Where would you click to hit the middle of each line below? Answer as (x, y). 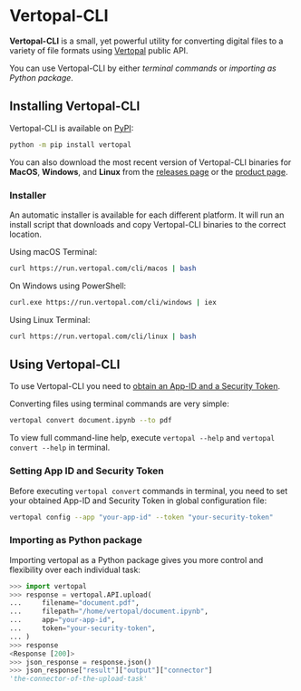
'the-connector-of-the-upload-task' (78, 679)
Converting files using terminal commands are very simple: (119, 404)
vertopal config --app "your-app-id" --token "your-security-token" (141, 517)
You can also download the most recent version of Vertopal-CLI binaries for (150, 162)
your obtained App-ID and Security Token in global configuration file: (138, 501)
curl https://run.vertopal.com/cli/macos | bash (103, 268)
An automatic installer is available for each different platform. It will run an (147, 215)
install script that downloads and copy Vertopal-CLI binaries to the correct (148, 224)
